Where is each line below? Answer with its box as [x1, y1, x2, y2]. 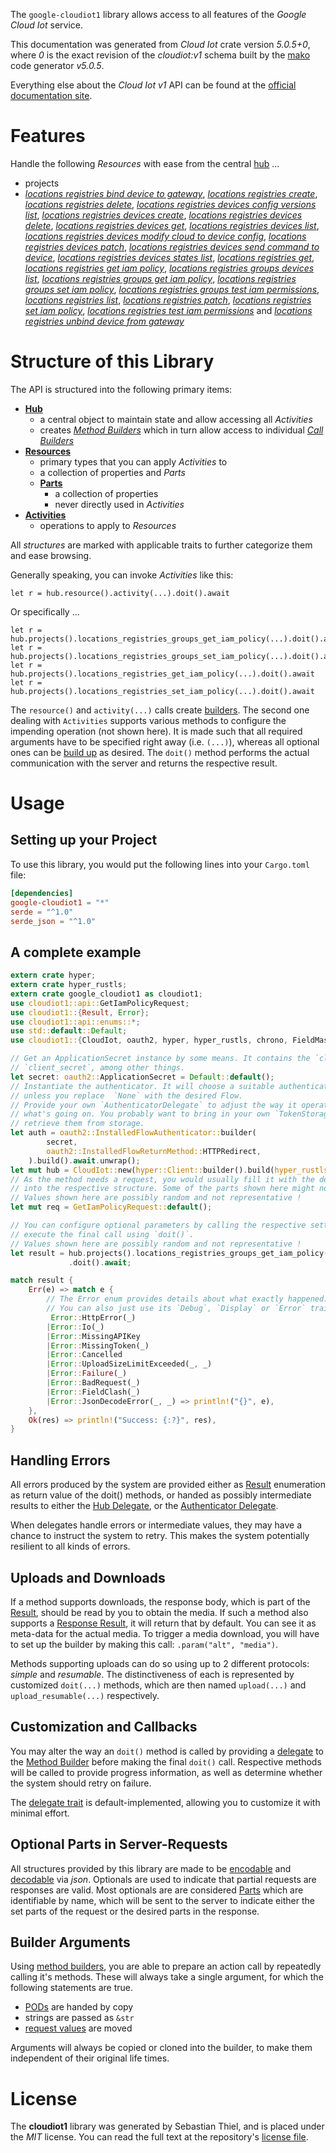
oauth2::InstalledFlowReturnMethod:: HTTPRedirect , [46, 1146, 262, 1156]
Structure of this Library [10, 350, 215, 373]
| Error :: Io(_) [46, 1322, 105, 1332]
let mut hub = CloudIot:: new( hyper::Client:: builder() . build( [10, 1165, 275, 1175]
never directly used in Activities [54, 498, 185, 510]
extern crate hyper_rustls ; [10, 980, 128, 990]
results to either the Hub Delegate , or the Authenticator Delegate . [10, 1500, 279, 1512]
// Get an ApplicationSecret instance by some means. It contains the [10, 1054, 311, 1064]
